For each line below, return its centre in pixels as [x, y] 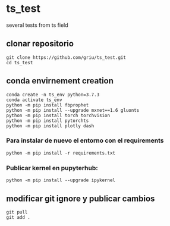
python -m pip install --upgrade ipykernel [61, 180]
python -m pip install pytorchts [48, 121]
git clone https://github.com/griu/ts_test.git [66, 57]
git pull [17, 212]
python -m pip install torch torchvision [58, 115]
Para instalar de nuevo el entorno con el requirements [85, 140]
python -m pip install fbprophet [48, 105]
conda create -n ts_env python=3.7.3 [53, 95]
